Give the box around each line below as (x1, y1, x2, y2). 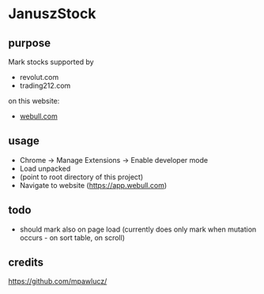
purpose (8, 36, 51, 50)
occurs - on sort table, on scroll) (19, 232, 125, 242)
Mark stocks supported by (8, 57, 94, 66)
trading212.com (19, 81, 71, 90)
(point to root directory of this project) (19, 171, 144, 182)
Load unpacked (19, 164, 71, 173)
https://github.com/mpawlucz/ (8, 277, 107, 286)
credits (8, 256, 44, 269)
